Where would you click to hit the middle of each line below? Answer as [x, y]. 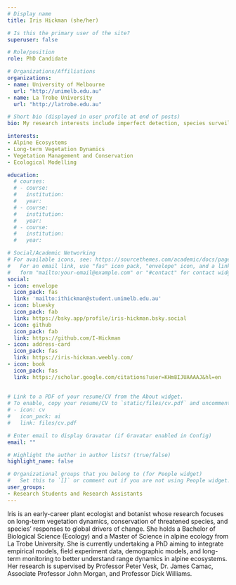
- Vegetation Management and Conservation [70, 155]
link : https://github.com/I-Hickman [67, 338]
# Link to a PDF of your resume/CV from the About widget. [96, 397]
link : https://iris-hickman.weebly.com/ [73, 358]
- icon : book [26, 364]
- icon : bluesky [31, 306]
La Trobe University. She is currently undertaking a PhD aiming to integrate [116, 544]
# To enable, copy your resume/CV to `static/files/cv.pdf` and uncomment [119, 404]
